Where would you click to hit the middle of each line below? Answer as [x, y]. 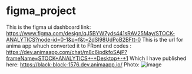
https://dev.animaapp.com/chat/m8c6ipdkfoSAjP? [67, 52]
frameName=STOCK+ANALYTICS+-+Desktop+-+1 [67, 58]
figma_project [41, 11]
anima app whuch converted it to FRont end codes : [69, 46]
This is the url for [163, 39]
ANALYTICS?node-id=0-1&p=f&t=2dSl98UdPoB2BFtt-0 [74, 39]
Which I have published [158, 58]
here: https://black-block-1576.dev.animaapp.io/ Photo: [73, 64]
